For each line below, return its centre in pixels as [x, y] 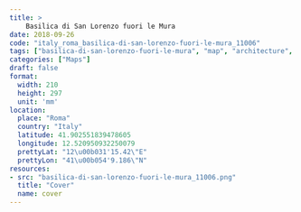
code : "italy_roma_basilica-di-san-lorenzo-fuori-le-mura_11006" [135, 43]
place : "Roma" [44, 118]
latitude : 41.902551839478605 [74, 135]
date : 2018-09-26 [42, 34]
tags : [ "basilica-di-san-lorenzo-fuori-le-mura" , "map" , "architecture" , [151, 51]
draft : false [34, 69]
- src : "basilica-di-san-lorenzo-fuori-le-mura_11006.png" [123, 177]
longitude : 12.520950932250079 [76, 143]
